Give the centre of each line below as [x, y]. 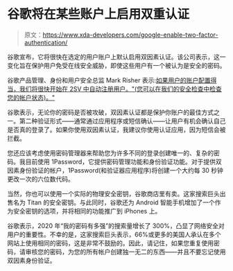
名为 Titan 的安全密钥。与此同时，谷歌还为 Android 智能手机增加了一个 [114, 202]
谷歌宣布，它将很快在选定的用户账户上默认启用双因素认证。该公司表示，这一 [116, 57]
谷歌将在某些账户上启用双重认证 [98, 14]
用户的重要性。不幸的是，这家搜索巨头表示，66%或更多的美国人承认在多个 [114, 234]
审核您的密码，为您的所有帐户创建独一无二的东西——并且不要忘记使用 [126, 252]
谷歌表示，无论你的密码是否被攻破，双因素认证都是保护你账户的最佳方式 [110, 112]
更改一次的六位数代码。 [41, 179]
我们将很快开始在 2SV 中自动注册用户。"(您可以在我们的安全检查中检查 [120, 89]
